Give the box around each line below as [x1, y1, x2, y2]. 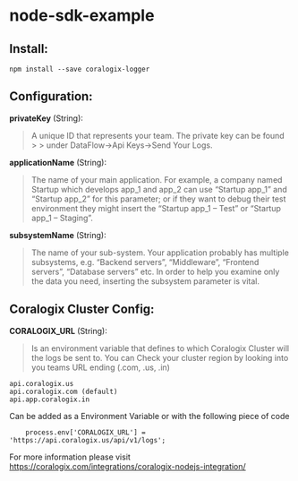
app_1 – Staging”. [30, 212, 94, 223]
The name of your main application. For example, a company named [30, 174, 283, 185]
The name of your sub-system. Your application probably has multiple [30, 247, 289, 258]
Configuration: [9, 89, 93, 104]
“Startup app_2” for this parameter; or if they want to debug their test [30, 193, 286, 204]
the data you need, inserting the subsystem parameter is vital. [30, 275, 260, 287]
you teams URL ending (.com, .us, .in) [30, 362, 170, 373]
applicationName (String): [9, 157, 107, 167]
